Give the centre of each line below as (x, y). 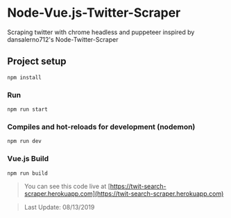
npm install (24, 77)
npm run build (28, 173)
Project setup (37, 62)
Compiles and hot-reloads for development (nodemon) (101, 127)
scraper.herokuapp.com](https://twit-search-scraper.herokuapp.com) (124, 194)
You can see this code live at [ (67, 186)
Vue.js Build (28, 159)
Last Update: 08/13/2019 (59, 207)
